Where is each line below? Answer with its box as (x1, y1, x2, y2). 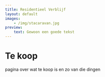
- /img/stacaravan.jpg (14, 20, 60, 26)
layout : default (5, 12, 38, 16)
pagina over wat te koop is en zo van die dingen (5, 66, 101, 72)
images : (5, 16, 21, 21)
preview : (5, 25, 23, 30)
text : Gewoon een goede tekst (14, 30, 75, 34)
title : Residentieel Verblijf (5, 7, 66, 12)
